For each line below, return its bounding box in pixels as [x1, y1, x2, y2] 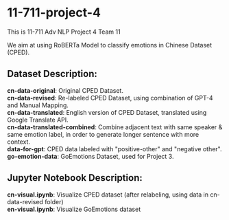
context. [7, 137, 31, 146]
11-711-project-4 [7, 5, 101, 21]
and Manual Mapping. [7, 101, 69, 109]
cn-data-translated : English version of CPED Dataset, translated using [7, 108, 207, 116]
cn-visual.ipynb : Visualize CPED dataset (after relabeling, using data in [7, 190, 209, 199]
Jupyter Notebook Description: [7, 172, 143, 184]
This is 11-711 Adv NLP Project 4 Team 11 [7, 27, 121, 36]
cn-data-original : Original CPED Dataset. [7, 86, 123, 94]
